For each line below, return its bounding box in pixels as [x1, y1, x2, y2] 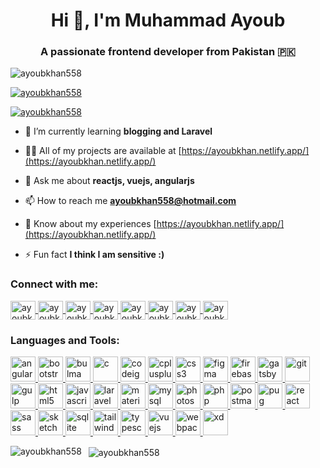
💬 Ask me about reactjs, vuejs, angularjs [24, 175, 195, 187]
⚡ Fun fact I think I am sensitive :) [24, 249, 165, 261]
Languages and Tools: [10, 333, 120, 347]
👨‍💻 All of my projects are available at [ [24, 145, 182, 157]
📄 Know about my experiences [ [24, 218, 157, 230]
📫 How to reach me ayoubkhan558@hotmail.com [24, 195, 237, 207]
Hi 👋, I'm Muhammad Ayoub [50, 9, 286, 32]
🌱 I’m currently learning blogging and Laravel [24, 125, 213, 138]
